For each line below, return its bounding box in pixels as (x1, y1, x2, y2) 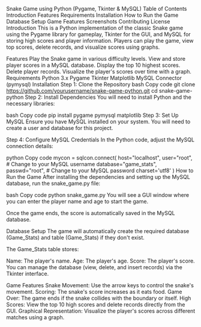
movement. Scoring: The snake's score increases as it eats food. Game (6, 288, 182, 295)
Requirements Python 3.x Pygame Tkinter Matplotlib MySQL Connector (6, 75, 182, 81)
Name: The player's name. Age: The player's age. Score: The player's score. (6, 257, 195, 264)
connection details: (6, 143, 54, 149)
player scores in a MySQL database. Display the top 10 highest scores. (6, 61, 181, 69)
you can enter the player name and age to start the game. (6, 198, 149, 205)
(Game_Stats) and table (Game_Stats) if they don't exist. (6, 234, 145, 241)
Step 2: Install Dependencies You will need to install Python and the (25, 93, 192, 101)
